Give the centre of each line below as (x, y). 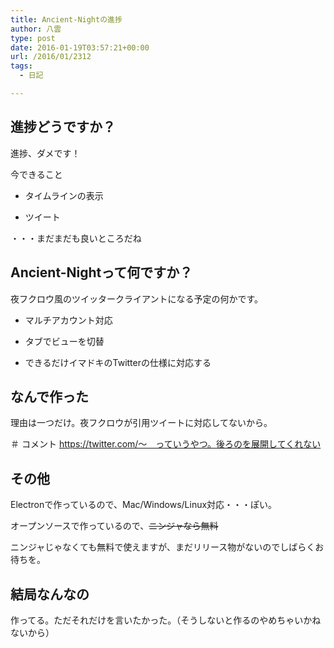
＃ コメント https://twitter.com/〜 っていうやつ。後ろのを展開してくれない (166, 444)
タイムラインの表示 (64, 195)
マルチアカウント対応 (68, 320)
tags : (21, 66)
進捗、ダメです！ (45, 153)
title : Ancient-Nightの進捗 (66, 19)
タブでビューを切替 (64, 341)
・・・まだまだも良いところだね (76, 238)
